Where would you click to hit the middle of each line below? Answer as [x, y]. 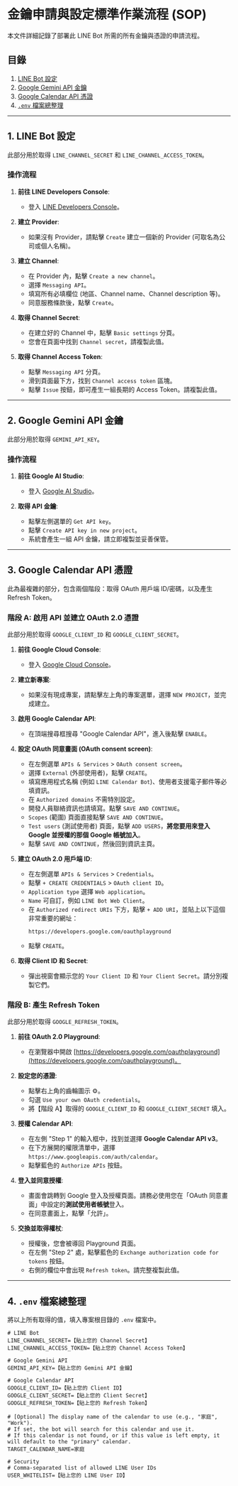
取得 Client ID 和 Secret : [53, 961]
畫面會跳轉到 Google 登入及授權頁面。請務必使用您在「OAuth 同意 [125, 1196]
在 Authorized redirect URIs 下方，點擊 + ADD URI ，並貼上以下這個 [126, 910]
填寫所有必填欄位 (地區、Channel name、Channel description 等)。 [126, 293]
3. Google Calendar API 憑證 [70, 570]
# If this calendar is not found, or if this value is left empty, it [114, 1436]
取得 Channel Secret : [49, 317]
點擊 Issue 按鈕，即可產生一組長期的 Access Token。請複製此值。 [124, 389]
